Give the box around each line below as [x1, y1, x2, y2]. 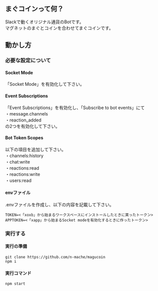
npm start [5, 282, 26, 287]
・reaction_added [5, 117, 41, 123]
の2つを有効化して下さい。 [5, 123, 61, 129]
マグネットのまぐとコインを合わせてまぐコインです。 [5, 25, 113, 31]
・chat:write [5, 159, 30, 165]
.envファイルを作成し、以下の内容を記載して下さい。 [5, 201, 114, 207]
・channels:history [5, 153, 44, 159]
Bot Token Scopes [5, 135, 44, 141]
